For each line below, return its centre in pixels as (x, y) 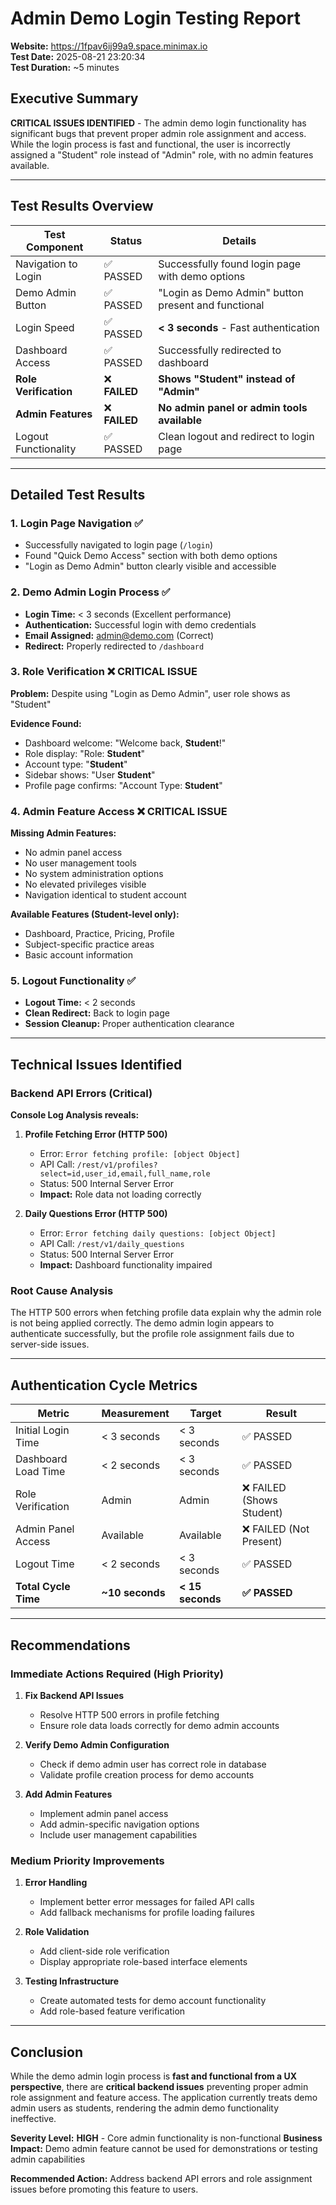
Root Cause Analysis (62, 1291)
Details (239, 240)
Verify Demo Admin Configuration (97, 1744)
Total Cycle (43, 1587)
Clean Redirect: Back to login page (97, 1013)
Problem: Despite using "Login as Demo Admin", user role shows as (150, 693)
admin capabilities (48, 2159)
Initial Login (42, 1430)
